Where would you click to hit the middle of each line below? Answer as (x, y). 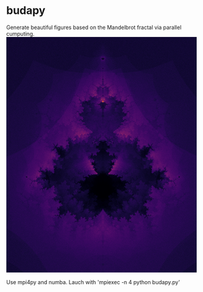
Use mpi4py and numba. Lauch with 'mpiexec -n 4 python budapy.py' (93, 282)
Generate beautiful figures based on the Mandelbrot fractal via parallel (94, 27)
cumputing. (21, 33)
